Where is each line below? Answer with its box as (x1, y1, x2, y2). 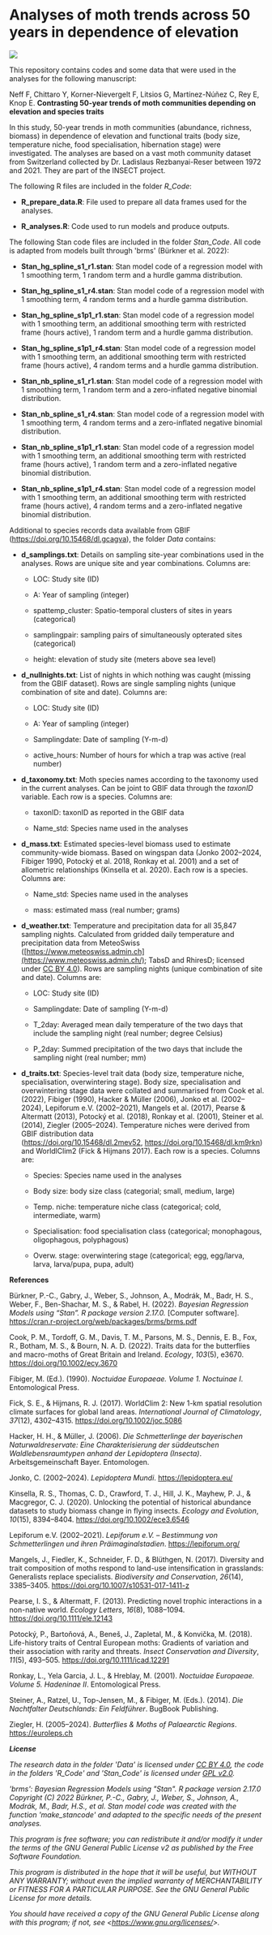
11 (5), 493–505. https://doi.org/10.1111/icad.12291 (9, 1655, 170, 1665)
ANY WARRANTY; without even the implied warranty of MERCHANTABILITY (9, 1876, 262, 1885)
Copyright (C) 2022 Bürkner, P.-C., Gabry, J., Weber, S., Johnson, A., (9, 1792, 240, 1802)
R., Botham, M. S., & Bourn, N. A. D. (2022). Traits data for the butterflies (9, 1341, 250, 1350)
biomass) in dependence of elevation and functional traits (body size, (9, 131, 241, 140)
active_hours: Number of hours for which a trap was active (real (32, 749, 246, 760)
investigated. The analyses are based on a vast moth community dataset (9, 148, 252, 158)
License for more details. (9, 1893, 92, 1903)
